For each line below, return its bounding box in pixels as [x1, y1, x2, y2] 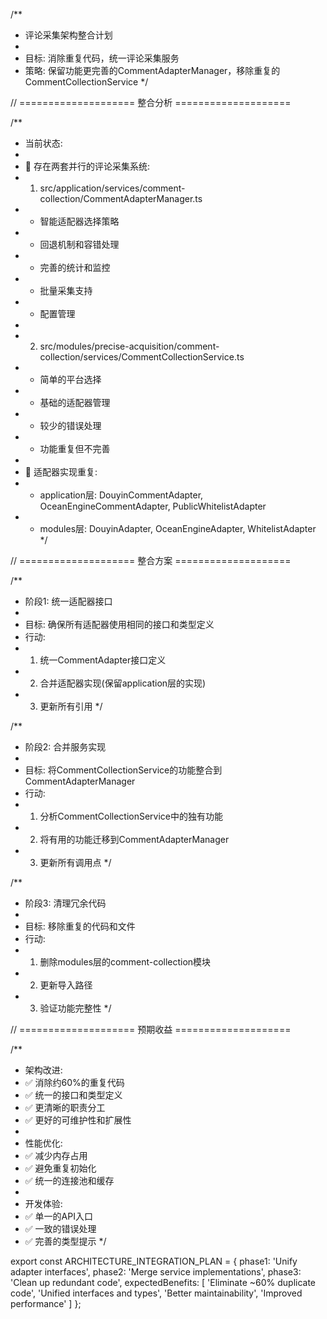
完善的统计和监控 [39, 262, 111, 273]
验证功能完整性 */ [39, 1002, 112, 1014]
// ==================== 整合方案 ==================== [10, 555, 292, 566]
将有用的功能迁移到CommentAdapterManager [39, 834, 230, 845]
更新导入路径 [39, 979, 93, 991]
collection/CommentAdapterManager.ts [39, 193, 203, 204]
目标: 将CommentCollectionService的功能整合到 [24, 764, 223, 776]
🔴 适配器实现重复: [24, 466, 98, 478]
